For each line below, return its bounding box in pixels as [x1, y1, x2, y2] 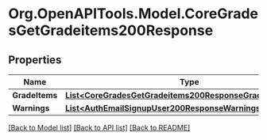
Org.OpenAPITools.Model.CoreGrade [8, 5, 259, 23]
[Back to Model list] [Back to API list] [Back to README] [8, 123, 191, 132]
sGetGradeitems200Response [8, 21, 214, 40]
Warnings [12, 103, 50, 113]
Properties [8, 53, 62, 66]
